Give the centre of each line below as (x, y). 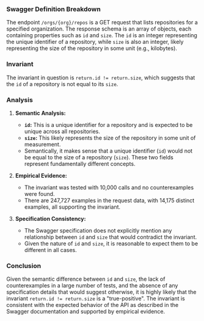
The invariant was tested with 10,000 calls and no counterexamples (109, 187)
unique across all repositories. (62, 131)
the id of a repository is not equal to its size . (62, 84)
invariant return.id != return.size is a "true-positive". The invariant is (96, 298)
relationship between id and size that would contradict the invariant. (111, 237)
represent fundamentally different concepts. (80, 164)
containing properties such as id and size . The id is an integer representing (102, 35)
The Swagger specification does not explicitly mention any (98, 230)
